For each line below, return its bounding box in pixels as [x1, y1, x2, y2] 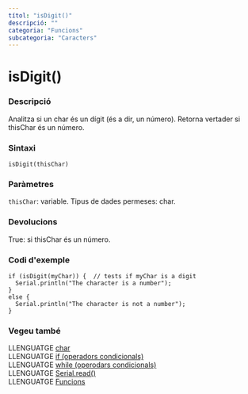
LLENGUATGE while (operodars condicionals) [8, 360, 157, 369]
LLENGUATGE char [8, 343, 71, 353]
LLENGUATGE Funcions [8, 377, 86, 387]
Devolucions [8, 216, 58, 228]
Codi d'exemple [8, 254, 71, 266]
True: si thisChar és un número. [8, 235, 111, 244]
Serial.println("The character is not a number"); [15, 300, 186, 308]
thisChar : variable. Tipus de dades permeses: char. [8, 197, 176, 206]
